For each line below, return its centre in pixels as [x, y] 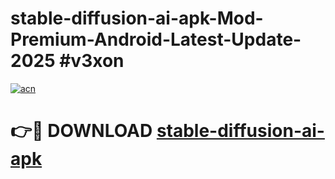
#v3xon [92, 61]
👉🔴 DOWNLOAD [81, 131]
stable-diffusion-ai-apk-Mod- [137, 18]
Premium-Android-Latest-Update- [156, 39]
